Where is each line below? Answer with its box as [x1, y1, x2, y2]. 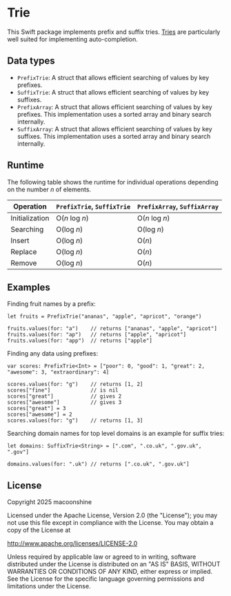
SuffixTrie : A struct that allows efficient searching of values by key [17, 88, 210, 96]
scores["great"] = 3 [7, 405, 67, 412]
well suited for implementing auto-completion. [7, 35, 138, 43]
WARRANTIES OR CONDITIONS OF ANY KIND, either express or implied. [7, 568, 212, 576]
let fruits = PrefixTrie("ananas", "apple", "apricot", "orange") [7, 313, 202, 320]
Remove [10, 258, 37, 267]
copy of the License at [7, 526, 71, 535]
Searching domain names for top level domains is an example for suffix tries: [7, 430, 225, 438]
